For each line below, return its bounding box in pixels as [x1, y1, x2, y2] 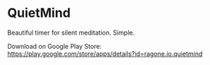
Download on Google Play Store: [7, 42, 103, 50]
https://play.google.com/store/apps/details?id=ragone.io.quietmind [7, 49, 203, 58]
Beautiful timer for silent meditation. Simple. [7, 28, 135, 37]
